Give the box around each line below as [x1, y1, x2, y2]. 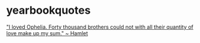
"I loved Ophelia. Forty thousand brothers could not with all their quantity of [6, 23, 194, 30]
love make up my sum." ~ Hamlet [6, 29, 89, 36]
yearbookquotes [6, 4, 91, 17]
